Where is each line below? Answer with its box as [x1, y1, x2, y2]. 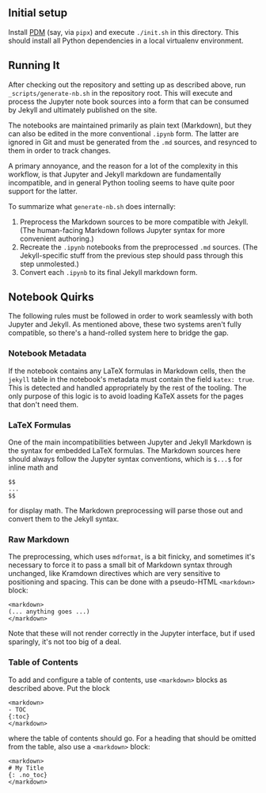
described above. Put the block [8, 683, 111, 692]
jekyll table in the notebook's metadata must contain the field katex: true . [8, 374, 255, 383]
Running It [8, 59, 60, 72]
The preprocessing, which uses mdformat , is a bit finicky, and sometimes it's [8, 552, 256, 562]
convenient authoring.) [19, 234, 94, 243]
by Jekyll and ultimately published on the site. [8, 105, 158, 114]
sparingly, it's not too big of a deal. [8, 637, 122, 646]
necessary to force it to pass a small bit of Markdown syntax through [8, 560, 233, 570]
